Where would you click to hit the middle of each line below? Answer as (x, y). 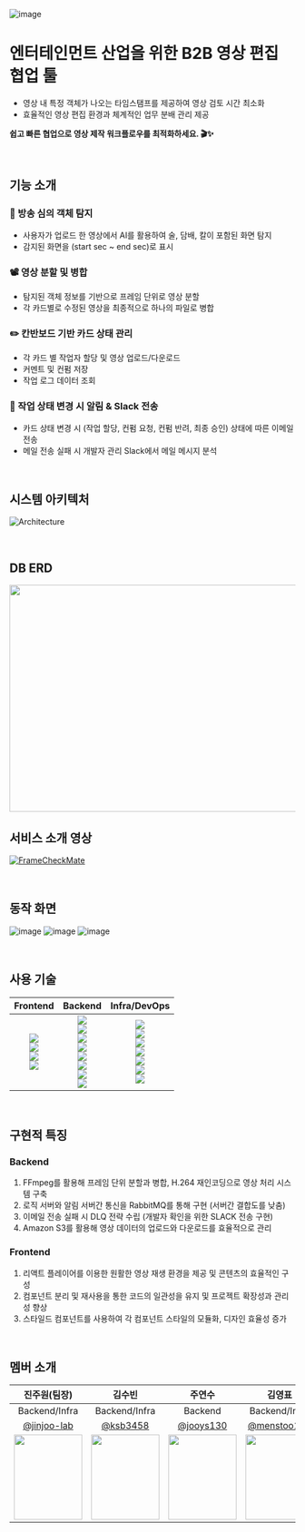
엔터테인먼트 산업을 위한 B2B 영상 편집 (144, 54)
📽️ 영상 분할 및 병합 (49, 272)
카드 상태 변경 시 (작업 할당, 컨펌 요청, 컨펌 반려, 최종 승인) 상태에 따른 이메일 (158, 427)
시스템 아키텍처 (49, 499)
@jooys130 (202, 1426)
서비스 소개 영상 (51, 838)
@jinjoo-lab (48, 1426)
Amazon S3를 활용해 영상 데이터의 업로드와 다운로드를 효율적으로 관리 (147, 1228)
